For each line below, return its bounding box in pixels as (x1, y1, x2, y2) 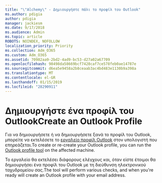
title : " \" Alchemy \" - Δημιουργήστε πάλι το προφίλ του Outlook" (5, 7, 141, 12)
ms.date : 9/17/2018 (5, 25, 45, 30)
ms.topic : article (5, 35, 42, 40)
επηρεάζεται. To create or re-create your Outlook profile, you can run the (5, 142, 151, 148)
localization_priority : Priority (5, 43, 73, 48)
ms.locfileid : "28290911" (5, 84, 58, 89)
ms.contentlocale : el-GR (5, 75, 56, 80)
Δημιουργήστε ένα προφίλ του (5, 105, 134, 116)
